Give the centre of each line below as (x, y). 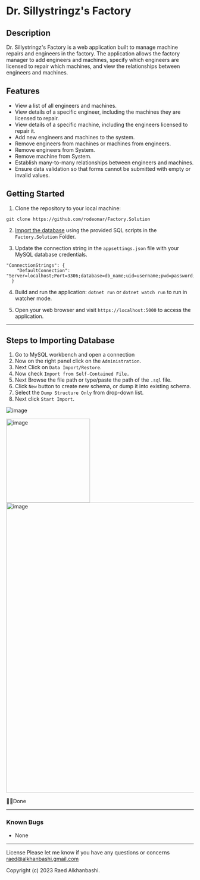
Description (28, 33)
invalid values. (32, 175)
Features (23, 91)
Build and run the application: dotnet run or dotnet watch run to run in (101, 292)
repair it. (25, 131)
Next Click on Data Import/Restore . (58, 367)
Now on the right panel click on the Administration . (78, 361)
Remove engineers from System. (55, 149)
